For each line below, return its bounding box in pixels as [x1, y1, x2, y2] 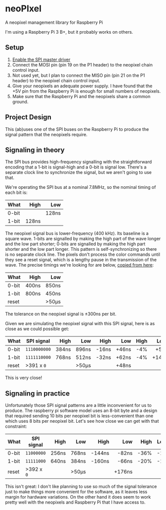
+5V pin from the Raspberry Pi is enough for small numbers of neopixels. [12, 88, 161, 94]
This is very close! [5, 375, 42, 381]
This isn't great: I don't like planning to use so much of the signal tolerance [5, 484, 157, 490]
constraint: [5, 423, 27, 429]
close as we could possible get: [5, 326, 69, 332]
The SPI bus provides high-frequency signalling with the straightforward [5, 159, 152, 165]
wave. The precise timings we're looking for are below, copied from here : [5, 262, 154, 268]
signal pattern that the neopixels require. [5, 131, 88, 137]
